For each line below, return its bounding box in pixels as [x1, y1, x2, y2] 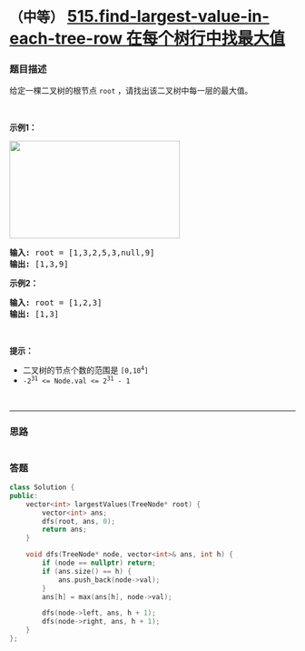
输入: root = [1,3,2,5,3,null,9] [9, 247, 155, 258]
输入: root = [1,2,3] [9, 297, 103, 308]
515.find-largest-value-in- [66, 6, 270, 27]
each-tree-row [9, 28, 123, 49]
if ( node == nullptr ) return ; [42, 558, 156, 568]
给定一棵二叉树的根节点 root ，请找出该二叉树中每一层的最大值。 [9, 85, 253, 96]
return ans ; [42, 525, 88, 535]
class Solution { [9, 483, 75, 492]
